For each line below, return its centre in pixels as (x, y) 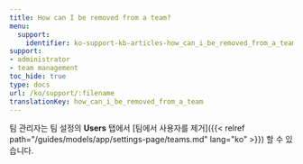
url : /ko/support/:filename (62, 93)
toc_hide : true (38, 77)
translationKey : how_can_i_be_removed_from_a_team (106, 101)
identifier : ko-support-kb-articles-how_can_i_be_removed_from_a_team (161, 43)
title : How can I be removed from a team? (90, 18)
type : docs (30, 85)
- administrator (40, 59)
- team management (44, 68)
